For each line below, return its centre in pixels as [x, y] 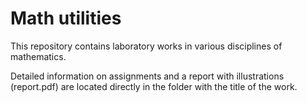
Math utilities [66, 18]
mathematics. [38, 56]
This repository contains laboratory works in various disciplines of [146, 46]
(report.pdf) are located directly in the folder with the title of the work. [154, 86]
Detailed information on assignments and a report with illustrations [147, 76]
